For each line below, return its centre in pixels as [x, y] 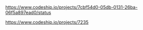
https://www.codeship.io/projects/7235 [47, 22]
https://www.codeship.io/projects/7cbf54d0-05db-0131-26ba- [71, 7]
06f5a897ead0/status [28, 12]
